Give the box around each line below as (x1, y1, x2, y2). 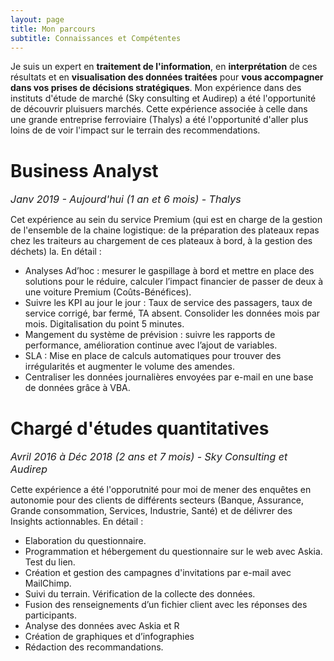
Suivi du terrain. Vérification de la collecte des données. (24, 588, 256, 600)
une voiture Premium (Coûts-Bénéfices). (24, 286, 192, 298)
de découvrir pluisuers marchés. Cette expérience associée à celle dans (10, 103, 308, 115)
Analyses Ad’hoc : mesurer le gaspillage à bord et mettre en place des (24, 265, 315, 277)
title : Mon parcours (10, 24, 97, 34)
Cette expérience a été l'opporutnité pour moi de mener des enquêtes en (10, 484, 312, 496)
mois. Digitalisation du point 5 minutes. (24, 318, 185, 330)
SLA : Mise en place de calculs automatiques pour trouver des (24, 350, 282, 362)
